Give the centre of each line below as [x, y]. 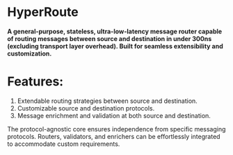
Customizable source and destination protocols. [86, 108]
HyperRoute [43, 12]
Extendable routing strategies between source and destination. [107, 101]
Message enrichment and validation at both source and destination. [114, 115]
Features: [35, 82]
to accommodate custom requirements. [64, 144]
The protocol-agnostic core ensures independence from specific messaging [116, 129]
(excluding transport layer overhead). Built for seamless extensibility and [115, 46]
